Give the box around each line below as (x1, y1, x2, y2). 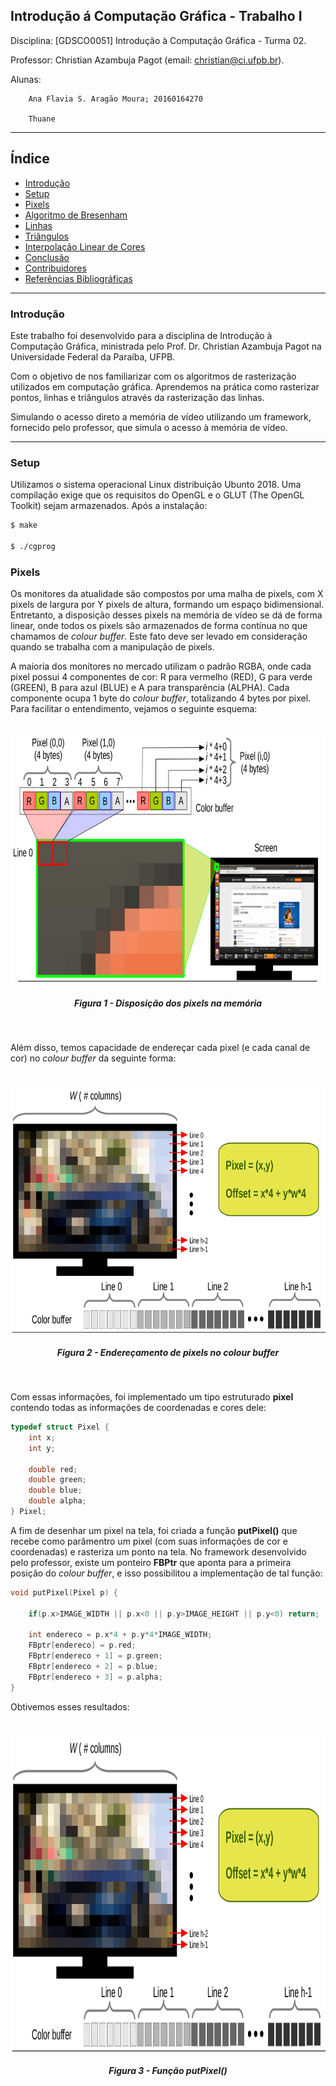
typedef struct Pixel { (10, 1422, 110, 1433)
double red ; (28, 1464, 78, 1474)
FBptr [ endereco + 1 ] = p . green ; (28, 1651, 163, 1661)
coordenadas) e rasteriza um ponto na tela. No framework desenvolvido (10, 1545, 307, 1558)
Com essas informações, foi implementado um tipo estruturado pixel (10, 1391, 294, 1403)
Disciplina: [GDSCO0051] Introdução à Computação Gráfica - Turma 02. (10, 34, 307, 46)
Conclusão (24, 251, 70, 263)
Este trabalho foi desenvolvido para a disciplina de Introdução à (10, 329, 273, 341)
